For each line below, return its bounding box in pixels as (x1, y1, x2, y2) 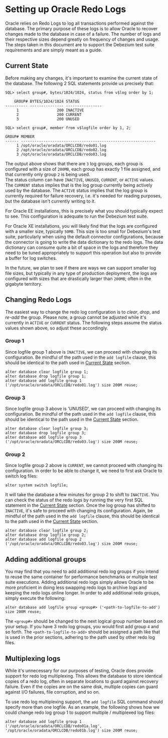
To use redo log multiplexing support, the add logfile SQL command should (5, 699, 163, 705)
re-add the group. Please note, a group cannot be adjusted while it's (5, 314, 146, 320)
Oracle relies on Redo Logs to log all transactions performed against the (5, 20, 154, 26)
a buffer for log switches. (5, 255, 57, 261)
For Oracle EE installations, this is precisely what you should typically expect (5, 208, 163, 214)
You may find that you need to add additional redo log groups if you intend (5, 568, 159, 575)
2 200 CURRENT (16, 112, 82, 117)
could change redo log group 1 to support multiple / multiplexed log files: (5, 709, 155, 716)
